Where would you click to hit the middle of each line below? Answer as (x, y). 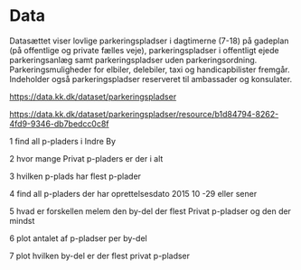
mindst (22, 220)
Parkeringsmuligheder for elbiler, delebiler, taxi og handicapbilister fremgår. (150, 70)
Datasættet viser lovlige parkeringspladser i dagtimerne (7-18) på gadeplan (149, 41)
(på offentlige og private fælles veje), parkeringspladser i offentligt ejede (144, 50)
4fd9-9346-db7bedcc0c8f (60, 124)
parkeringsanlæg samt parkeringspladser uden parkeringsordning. (133, 60)
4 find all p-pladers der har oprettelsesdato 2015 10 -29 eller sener (133, 193)
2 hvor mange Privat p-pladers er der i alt (86, 158)
